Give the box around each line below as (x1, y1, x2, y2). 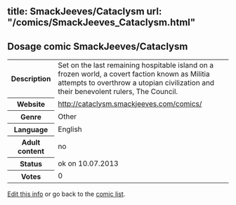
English (58, 124, 82, 134)
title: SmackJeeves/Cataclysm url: (7, 6, 162, 18)
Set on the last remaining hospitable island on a (58, 60, 214, 70)
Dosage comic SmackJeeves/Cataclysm (7, 40, 188, 52)
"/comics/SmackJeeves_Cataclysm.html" (7, 17, 196, 29)
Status (20, 159, 42, 168)
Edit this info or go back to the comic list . (7, 190, 126, 198)
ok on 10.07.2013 (58, 158, 119, 168)
